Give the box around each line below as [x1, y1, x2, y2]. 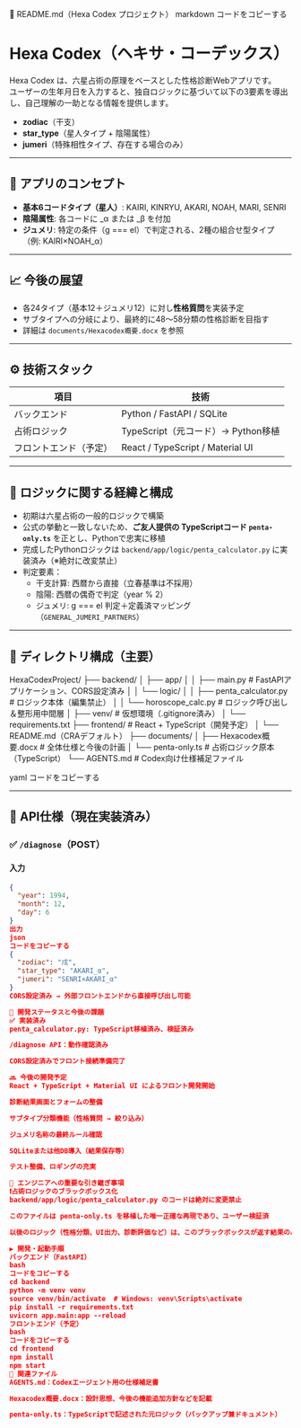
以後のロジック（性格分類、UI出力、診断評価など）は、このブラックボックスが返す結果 [9, 1228, 284, 1237]
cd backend [9, 1278, 50, 1287]
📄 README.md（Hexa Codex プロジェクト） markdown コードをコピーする [9, 9, 288, 19]
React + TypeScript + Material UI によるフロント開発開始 [9, 1082, 215, 1091]
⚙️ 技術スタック [9, 361, 94, 377]
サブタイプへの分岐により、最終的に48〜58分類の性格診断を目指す [21, 314, 270, 324]
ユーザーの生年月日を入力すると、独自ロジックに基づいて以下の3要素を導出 [9, 85, 288, 97]
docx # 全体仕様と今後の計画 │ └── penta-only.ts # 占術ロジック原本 [19, 741, 275, 752]
